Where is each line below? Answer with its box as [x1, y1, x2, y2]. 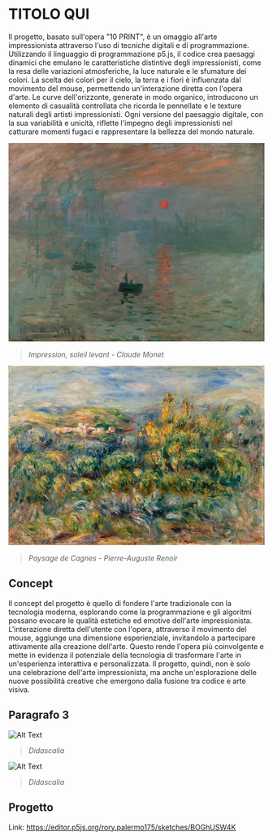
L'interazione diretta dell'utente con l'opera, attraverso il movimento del [8, 624, 247, 634]
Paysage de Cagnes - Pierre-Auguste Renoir [28, 553, 179, 563]
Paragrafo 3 [8, 708, 70, 722]
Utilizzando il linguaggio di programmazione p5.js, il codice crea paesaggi [8, 49, 256, 58]
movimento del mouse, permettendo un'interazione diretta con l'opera [8, 83, 244, 93]
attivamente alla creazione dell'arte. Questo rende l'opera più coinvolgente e [8, 641, 264, 651]
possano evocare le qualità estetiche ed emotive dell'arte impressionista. [8, 615, 253, 626]
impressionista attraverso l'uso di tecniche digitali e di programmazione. [8, 40, 249, 50]
